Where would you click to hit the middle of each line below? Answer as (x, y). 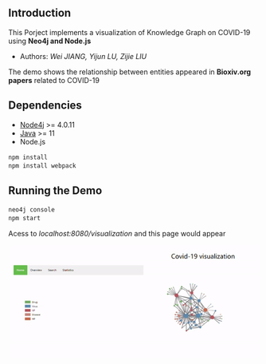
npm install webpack (43, 166)
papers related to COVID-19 (54, 80)
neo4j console (32, 210)
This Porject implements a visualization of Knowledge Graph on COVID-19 (129, 32)
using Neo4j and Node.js (50, 41)
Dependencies (45, 106)
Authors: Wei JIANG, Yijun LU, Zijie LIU (83, 56)
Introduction (40, 13)
